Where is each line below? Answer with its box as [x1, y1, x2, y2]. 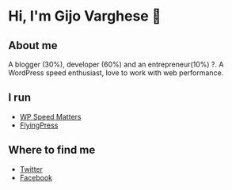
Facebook [19, 173, 53, 182]
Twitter [19, 164, 44, 173]
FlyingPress [19, 120, 59, 130]
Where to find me [8, 143, 96, 157]
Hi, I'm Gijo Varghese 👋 [8, 7, 162, 25]
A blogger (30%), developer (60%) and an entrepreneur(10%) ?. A [8, 59, 224, 69]
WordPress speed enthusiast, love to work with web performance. [8, 68, 224, 78]
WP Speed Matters [19, 112, 82, 121]
